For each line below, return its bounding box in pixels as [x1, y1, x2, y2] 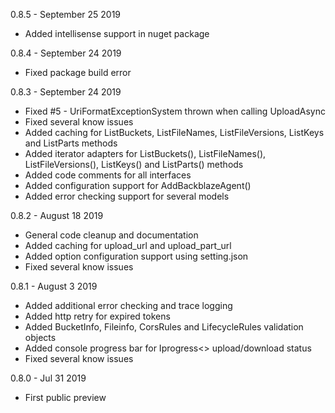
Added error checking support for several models [24, 190, 230, 202]
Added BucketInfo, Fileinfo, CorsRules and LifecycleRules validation [24, 321, 304, 333]
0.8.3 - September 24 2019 [10, 86, 122, 98]
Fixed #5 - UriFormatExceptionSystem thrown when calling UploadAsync [24, 105, 326, 117]
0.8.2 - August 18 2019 [10, 210, 104, 221]
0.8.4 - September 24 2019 [10, 47, 122, 59]
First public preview [24, 392, 107, 403]
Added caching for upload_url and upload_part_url [24, 240, 232, 251]
